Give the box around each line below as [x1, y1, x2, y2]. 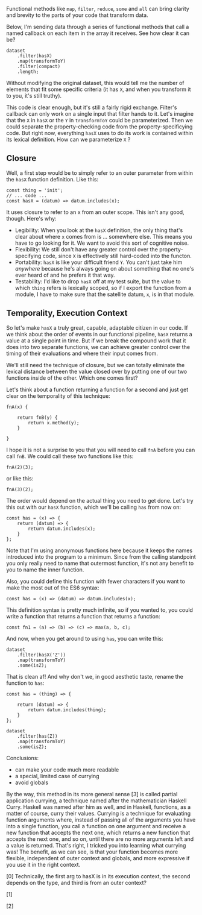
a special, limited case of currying [14, 772, 99, 779]
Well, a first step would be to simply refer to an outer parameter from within [6, 169, 193, 177]
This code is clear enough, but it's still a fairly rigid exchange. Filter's [6, 104, 177, 111]
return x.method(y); [28, 420, 80, 426]
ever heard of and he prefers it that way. [14, 271, 116, 278]
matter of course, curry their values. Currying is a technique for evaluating [6, 810, 191, 817]
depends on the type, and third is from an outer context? [6, 879, 147, 886]
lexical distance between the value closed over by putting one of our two [6, 368, 188, 375]
